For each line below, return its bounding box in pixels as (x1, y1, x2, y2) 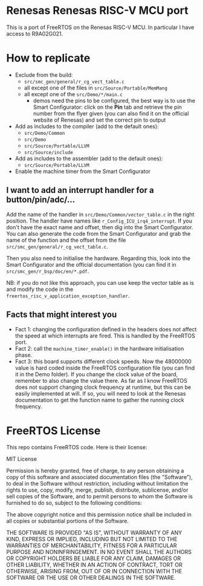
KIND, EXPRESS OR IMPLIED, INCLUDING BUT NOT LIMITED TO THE (6, 536, 178, 543)
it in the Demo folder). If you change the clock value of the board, (14, 370, 178, 378)
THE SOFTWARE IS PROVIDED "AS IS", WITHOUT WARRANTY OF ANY (6, 529, 182, 536)
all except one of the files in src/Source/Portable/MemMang (24, 84, 168, 91)
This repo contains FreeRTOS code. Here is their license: (6, 444, 147, 451)
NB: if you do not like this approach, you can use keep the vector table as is (6, 279, 195, 286)
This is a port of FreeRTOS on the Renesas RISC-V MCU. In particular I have (6, 24, 195, 31)
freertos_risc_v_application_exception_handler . (6, 291, 130, 299)
